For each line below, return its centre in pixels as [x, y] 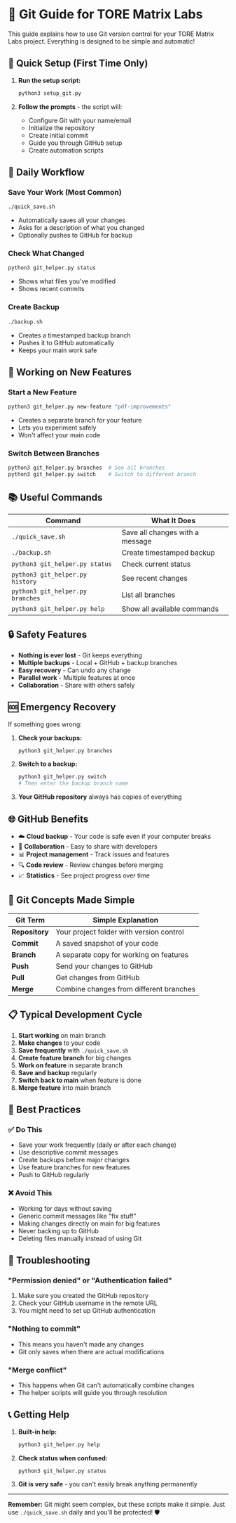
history [24, 581]
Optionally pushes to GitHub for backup [75, 236]
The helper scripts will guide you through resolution [92, 1392]
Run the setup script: [49, 80]
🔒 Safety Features [48, 635]
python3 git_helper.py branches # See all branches [86, 468]
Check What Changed [46, 254]
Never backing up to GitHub [58, 1230]
